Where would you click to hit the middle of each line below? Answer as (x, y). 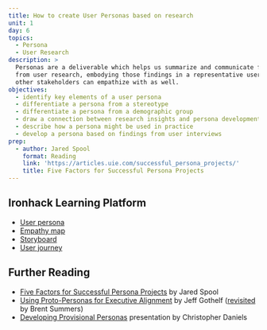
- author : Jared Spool (53, 149)
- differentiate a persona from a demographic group (104, 112)
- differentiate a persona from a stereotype (92, 104)
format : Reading (50, 156)
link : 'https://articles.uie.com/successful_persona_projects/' (131, 164)
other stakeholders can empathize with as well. (97, 82)
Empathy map (43, 231)
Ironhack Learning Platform (77, 203)
